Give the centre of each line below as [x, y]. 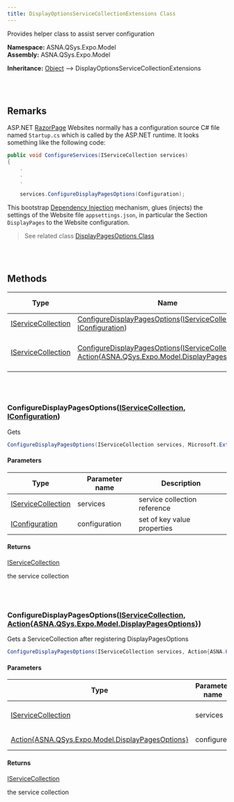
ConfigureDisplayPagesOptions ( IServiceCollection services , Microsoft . [113, 444]
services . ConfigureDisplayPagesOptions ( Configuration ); [103, 194]
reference [154, 508]
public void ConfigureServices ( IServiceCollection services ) [98, 155]
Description [181, 483]
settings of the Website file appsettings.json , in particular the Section [107, 214]
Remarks [27, 111]
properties [155, 528]
